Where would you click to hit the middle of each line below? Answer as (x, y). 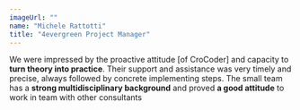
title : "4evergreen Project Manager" (80, 34)
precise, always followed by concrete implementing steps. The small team (146, 79)
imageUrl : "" (34, 17)
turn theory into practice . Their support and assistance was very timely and (150, 69)
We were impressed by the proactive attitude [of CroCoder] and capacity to (149, 60)
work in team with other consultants (75, 97)
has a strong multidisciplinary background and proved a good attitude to (147, 88)
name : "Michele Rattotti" (57, 26)
